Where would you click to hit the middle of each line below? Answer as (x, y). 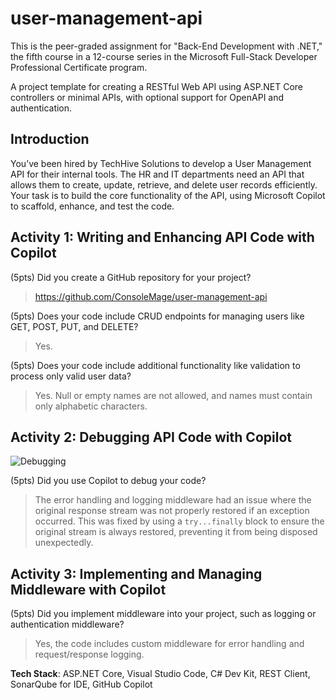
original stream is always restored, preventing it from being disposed (176, 532)
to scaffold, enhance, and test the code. (92, 206)
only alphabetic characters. (91, 406)
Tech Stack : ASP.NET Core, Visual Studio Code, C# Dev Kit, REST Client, (160, 674)
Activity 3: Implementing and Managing (136, 573)
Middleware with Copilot (88, 589)
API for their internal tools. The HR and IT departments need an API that (157, 174)
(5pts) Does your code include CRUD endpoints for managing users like (157, 316)
